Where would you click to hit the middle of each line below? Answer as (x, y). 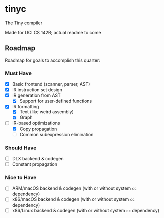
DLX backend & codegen (38, 158)
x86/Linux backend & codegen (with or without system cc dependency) (86, 210)
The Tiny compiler (24, 23)
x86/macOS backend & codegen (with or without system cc (73, 199)
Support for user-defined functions (56, 101)
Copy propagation (38, 129)
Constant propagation (35, 164)
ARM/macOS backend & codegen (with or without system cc (74, 188)
